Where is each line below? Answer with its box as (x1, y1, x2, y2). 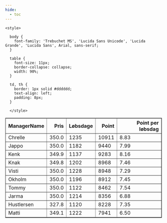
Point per (136, 119, 159, 126)
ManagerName (8, 122, 45, 129)
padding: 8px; (14, 95, 43, 100)
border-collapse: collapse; (14, 65, 72, 70)
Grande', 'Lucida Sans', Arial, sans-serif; (5, 43, 99, 48)
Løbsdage (69, 122, 93, 129)
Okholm (8, 176, 26, 183)
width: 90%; (14, 69, 39, 74)
